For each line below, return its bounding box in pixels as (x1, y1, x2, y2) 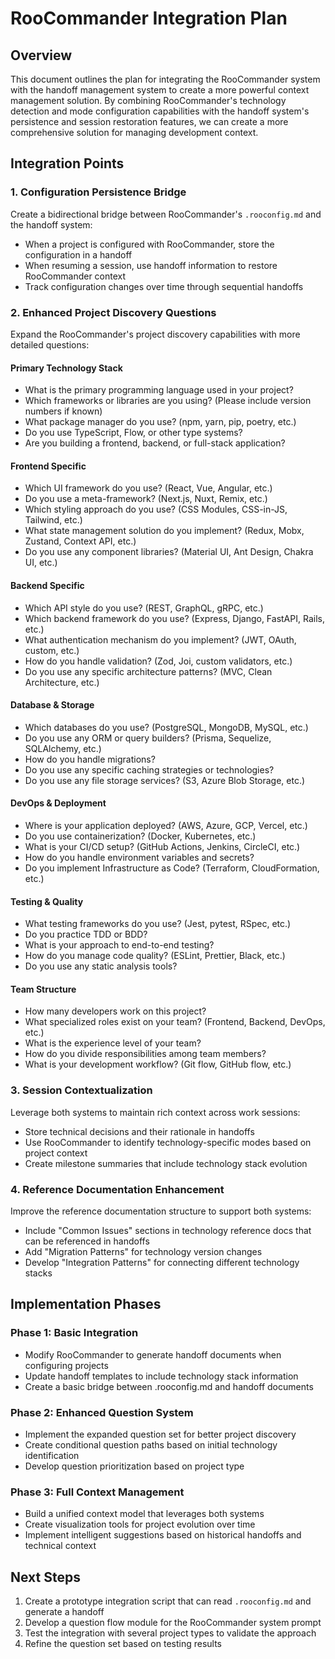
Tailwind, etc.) (24, 514, 83, 526)
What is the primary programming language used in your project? (24, 384, 294, 396)
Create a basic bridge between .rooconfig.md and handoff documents (24, 1380, 314, 1392)
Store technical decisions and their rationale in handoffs (24, 1125, 255, 1137)
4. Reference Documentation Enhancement (10, 1182, 225, 1196)
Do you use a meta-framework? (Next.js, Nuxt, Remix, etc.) (24, 493, 268, 505)
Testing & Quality (10, 895, 84, 907)
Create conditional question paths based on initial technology (24, 1438, 278, 1451)
